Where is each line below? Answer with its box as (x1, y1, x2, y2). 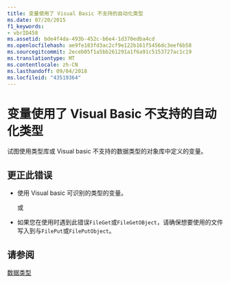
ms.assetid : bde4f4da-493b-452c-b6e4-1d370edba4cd (7, 36, 155, 43)
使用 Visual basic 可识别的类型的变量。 (16, 189, 127, 197)
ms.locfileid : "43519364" (7, 74, 81, 81)
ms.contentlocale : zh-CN (7, 61, 78, 68)
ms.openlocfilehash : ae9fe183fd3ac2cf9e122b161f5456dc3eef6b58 (7, 42, 192, 49)
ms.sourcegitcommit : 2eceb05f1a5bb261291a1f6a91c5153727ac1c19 (7, 49, 192, 56)
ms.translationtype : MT (7, 55, 76, 62)
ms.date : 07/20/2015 (7, 17, 67, 23)
